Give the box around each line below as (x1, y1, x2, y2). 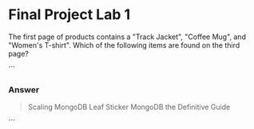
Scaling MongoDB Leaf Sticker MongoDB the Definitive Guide (27, 102, 231, 112)
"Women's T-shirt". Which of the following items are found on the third (8, 40, 240, 49)
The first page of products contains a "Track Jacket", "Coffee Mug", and (8, 32, 246, 41)
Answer (8, 84, 40, 95)
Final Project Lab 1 (8, 6, 131, 24)
